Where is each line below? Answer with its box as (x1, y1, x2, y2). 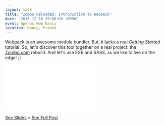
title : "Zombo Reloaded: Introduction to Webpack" (5, 12, 112, 17)
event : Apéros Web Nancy (5, 21, 56, 26)
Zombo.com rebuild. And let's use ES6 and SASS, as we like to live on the (5, 50, 155, 56)
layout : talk (5, 7, 32, 12)
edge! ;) (5, 55, 21, 61)
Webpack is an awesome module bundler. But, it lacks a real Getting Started (5, 39, 160, 45)
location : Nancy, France (5, 26, 56, 31)
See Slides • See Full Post (5, 115, 58, 121)
